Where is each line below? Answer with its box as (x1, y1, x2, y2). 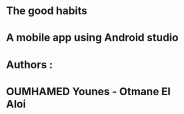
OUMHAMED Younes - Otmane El (6, 85, 171, 98)
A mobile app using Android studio (6, 31, 179, 45)
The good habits (6, 4, 88, 18)
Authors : (6, 58, 53, 71)
